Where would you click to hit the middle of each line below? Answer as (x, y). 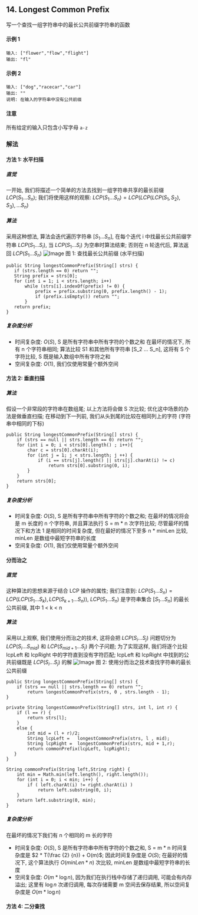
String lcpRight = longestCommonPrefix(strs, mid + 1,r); (101, 744)
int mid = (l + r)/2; (54, 733)
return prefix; (32, 307)
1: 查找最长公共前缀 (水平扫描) (108, 253)
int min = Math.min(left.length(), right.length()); (83, 774)
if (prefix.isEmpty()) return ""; (77, 296)
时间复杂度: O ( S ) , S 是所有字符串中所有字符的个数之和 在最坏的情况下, (99, 342)
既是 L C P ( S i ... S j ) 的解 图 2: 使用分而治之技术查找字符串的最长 (106, 663)
